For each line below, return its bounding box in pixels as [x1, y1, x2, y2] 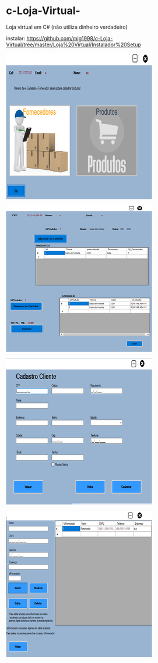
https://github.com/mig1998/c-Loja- [26, 35, 113, 42]
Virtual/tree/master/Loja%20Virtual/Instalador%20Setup [6, 41, 141, 48]
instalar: [6, 35, 26, 42]
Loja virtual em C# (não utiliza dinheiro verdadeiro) [6, 23, 128, 30]
